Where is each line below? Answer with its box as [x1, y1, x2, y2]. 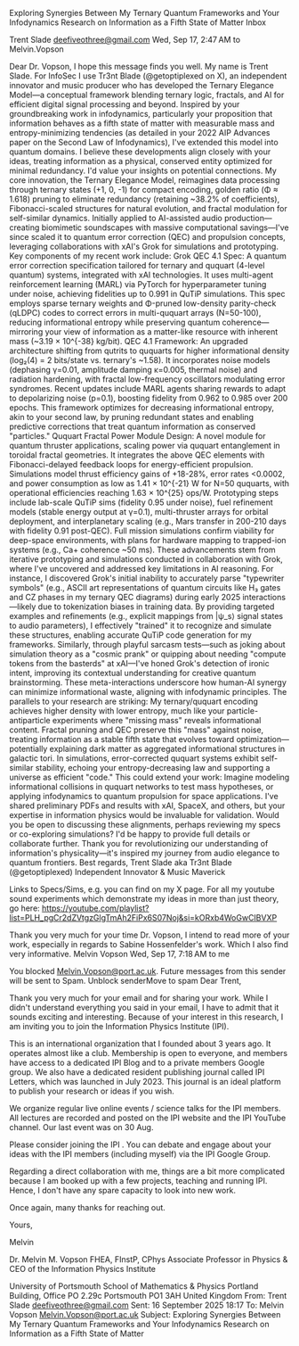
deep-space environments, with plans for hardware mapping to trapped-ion [9, 535, 287, 545]
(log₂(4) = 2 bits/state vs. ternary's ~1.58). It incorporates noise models [9, 355, 271, 365]
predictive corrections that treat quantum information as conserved [9, 421, 256, 432]
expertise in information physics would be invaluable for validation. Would [9, 810, 280, 820]
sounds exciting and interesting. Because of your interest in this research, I [9, 1012, 284, 1022]
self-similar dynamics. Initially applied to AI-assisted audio [9, 213, 222, 223]
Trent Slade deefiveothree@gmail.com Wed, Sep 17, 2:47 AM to [9, 35, 241, 45]
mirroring [9, 326, 44, 337]
